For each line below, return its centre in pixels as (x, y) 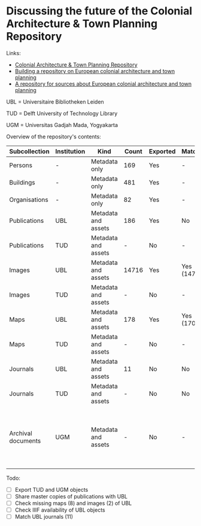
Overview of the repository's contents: (54, 137)
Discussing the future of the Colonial (99, 11)
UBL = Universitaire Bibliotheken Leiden (55, 102)
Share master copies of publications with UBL (71, 496)
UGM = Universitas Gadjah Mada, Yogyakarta (62, 125)
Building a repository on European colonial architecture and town (95, 71)
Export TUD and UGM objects (51, 489)
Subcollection (29, 151)
